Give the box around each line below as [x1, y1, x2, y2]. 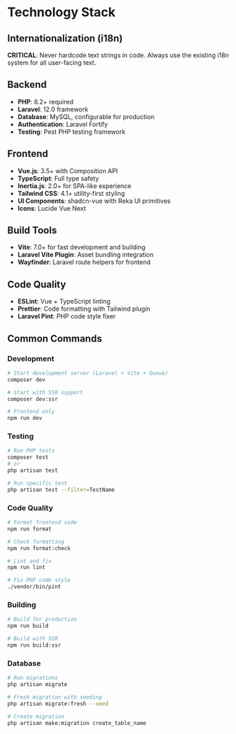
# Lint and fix [7, 557, 52, 564]
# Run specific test [7, 480, 68, 487]
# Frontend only [7, 408, 55, 416]
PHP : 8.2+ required [17, 97, 74, 106]
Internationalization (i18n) [7, 32, 123, 44]
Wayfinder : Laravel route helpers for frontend [17, 258, 151, 266]
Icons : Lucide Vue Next [17, 204, 87, 212]
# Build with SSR [7, 635, 58, 642]
